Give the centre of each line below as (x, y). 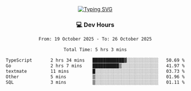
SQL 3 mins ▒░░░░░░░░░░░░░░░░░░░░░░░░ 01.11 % (95, 82)
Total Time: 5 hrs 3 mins (95, 50)
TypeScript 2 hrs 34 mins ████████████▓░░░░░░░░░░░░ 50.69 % (95, 60)
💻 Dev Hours (95, 25)
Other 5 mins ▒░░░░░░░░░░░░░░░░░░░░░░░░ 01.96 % (95, 77)
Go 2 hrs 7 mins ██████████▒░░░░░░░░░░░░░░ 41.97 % (95, 66)
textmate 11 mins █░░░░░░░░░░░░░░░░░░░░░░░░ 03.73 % (95, 71)
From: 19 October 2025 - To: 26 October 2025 (95, 39)
